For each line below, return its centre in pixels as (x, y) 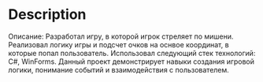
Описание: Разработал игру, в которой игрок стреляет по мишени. (121, 36)
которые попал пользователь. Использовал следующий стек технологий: (132, 53)
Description (47, 15)
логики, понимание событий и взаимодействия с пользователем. (119, 69)
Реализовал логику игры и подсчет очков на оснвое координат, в (119, 44)
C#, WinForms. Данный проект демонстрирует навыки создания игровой (131, 61)
